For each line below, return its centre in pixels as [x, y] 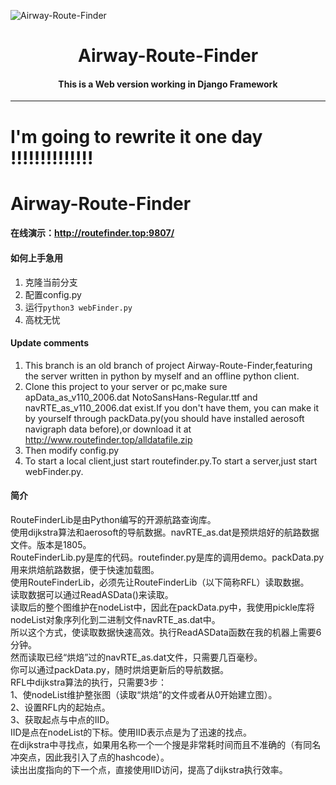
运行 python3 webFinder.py [78, 307]
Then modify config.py [72, 450]
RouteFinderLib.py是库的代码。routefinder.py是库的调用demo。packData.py [167, 557]
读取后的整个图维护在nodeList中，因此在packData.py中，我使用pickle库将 [162, 607]
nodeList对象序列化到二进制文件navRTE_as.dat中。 [115, 619]
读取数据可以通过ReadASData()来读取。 [92, 594]
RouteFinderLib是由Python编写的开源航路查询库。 [113, 519]
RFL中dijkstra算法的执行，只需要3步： [88, 682]
